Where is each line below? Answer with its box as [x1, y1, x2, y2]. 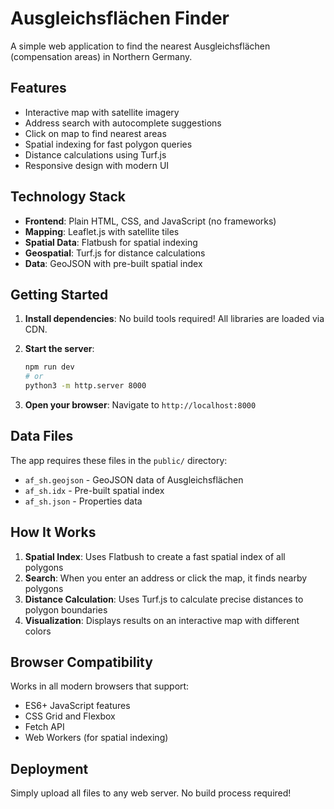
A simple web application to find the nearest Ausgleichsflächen [10, 40, 271, 52]
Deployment [10, 760, 89, 777]
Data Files [10, 428, 74, 445]
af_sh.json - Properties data [24, 495, 143, 507]
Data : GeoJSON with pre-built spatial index [24, 257, 203, 269]
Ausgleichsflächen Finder [10, 7, 230, 30]
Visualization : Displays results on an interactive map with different [24, 614, 300, 626]
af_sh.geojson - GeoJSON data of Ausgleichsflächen [24, 473, 244, 486]
